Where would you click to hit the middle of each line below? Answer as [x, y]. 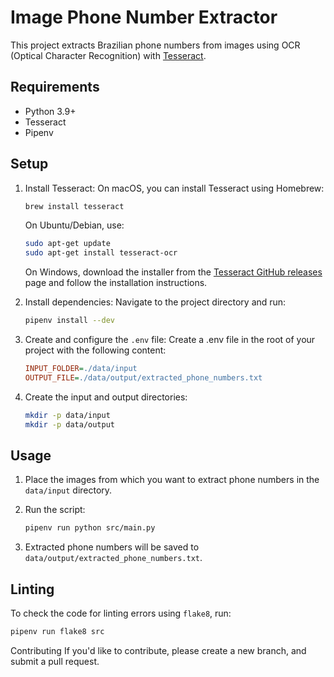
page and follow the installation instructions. [116, 283]
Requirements [55, 87]
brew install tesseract [74, 206]
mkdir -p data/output [69, 424]
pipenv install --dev [69, 321]
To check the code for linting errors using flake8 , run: [121, 613]
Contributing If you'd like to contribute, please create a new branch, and [158, 650]
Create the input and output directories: [106, 397]
